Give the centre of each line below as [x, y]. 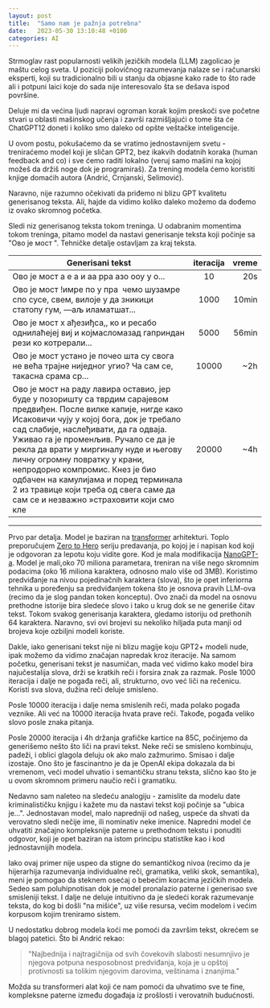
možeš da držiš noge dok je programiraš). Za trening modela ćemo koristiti [132, 169]
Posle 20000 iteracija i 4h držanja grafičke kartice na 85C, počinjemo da [128, 738]
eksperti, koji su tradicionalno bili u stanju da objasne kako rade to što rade [132, 78]
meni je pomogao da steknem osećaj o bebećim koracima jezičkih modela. [132, 880]
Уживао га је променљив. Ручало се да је [94, 439]
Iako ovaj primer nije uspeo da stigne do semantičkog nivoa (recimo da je [129, 863]
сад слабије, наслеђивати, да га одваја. [90, 430]
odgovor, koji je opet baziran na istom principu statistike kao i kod [117, 839]
